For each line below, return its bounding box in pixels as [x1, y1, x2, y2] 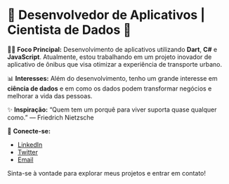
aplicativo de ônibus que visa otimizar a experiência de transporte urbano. [7, 60, 223, 68]
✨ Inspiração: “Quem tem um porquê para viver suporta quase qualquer [7, 105, 217, 114]
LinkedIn [17, 140, 43, 149]
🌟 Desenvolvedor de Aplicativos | [7, 7, 206, 23]
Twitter [17, 147, 39, 156]
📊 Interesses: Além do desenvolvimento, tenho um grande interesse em [7, 74, 218, 82]
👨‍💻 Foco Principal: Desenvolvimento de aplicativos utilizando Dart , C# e [7, 45, 218, 53]
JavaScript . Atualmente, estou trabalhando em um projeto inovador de [7, 53, 212, 61]
